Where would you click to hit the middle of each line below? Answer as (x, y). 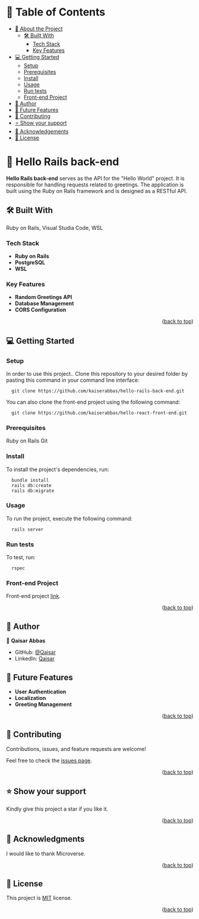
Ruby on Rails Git (27, 441)
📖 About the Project (39, 29)
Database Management (44, 304)
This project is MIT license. (39, 898)
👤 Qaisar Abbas (26, 641)
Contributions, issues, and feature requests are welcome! (76, 749)
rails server (28, 529)
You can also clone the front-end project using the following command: (93, 402)
